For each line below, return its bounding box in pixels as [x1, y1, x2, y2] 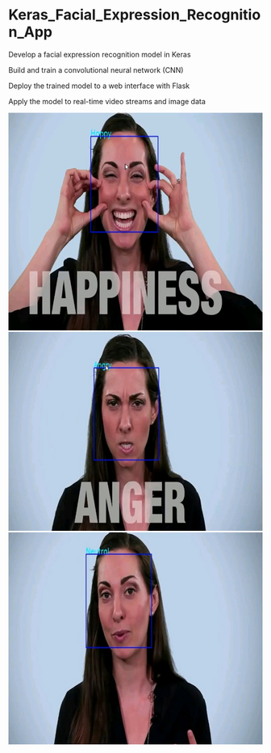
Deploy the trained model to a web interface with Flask [8, 81, 190, 90]
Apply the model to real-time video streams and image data [8, 96, 206, 106]
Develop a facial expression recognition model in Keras [8, 49, 191, 59]
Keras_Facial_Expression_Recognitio [8, 6, 261, 24]
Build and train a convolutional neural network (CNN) [8, 65, 184, 74]
